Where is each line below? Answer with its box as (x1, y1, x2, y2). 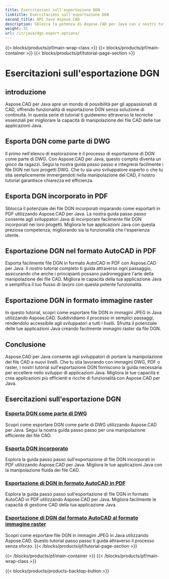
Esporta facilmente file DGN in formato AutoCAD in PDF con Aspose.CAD (5, 260, 157, 266)
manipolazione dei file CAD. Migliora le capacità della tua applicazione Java (5, 276, 162, 282)
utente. (5, 232, 20, 238)
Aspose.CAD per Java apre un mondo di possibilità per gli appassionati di (5, 101, 157, 107)
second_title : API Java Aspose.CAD (5, 17, 80, 22)
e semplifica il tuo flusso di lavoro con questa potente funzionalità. (5, 281, 143, 287)
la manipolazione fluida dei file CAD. (5, 467, 80, 473)
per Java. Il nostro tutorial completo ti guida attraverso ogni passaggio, (5, 265, 152, 271)
